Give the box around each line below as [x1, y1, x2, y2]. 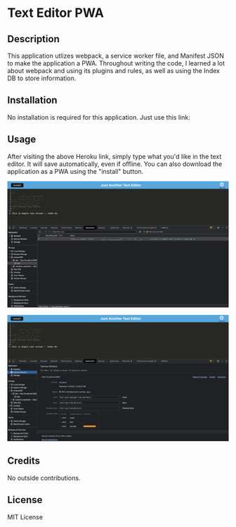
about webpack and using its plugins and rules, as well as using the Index [7, 67, 220, 75]
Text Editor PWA [7, 5, 104, 21]
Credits [7, 455, 41, 467]
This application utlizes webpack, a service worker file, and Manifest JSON [7, 51, 225, 60]
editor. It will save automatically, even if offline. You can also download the [7, 160, 223, 168]
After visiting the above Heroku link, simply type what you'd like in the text [7, 152, 222, 160]
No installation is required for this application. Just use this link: [7, 113, 191, 121]
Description [7, 33, 60, 45]
